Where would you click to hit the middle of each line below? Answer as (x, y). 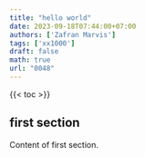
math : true (30, 60)
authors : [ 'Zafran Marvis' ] (63, 34)
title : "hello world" (51, 18)
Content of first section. (54, 144)
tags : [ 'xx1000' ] (42, 43)
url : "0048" (32, 69)
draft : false (34, 52)
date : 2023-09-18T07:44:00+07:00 (73, 26)
